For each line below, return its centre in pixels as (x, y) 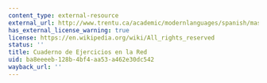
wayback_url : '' (35, 67)
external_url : (32, 23)
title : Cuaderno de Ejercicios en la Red (78, 52)
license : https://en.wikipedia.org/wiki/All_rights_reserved (112, 38)
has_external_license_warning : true (69, 30)
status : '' (26, 45)
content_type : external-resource (64, 15)
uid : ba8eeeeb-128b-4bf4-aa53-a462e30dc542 (81, 60)
